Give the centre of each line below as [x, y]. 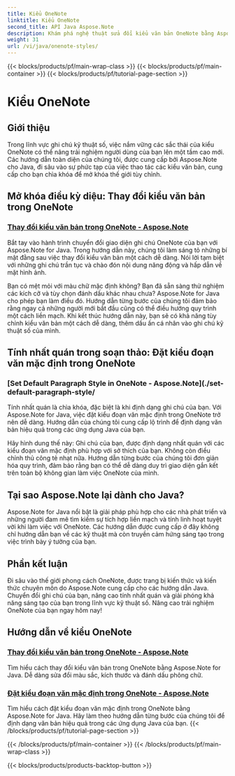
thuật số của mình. [34, 331]
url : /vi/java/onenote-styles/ [53, 46]
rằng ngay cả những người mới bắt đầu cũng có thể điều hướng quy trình [112, 308]
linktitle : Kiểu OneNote [43, 20]
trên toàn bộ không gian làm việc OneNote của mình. [83, 473]
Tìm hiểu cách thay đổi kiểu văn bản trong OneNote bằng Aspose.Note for [114, 667]
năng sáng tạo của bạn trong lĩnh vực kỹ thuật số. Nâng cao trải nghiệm [111, 603]
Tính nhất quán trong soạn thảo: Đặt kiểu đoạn [111, 353]
